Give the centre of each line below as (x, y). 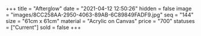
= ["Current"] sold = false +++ (43, 27)
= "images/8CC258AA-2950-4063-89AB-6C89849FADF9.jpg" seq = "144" (100, 15)
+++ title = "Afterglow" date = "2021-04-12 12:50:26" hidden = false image (99, 9)
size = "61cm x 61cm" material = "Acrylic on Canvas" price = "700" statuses (100, 21)
